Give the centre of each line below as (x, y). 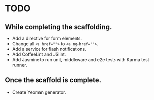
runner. (19, 65)
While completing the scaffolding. (58, 27)
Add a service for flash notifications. (49, 49)
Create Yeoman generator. (39, 92)
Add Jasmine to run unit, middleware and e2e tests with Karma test (80, 59)
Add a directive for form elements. (47, 38)
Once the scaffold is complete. (53, 80)
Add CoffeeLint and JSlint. (39, 54)
